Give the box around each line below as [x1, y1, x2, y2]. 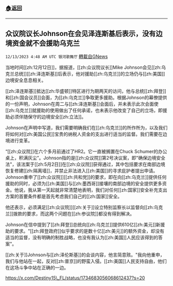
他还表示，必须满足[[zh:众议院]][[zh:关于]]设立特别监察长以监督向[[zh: [5, 204, 154, 211]
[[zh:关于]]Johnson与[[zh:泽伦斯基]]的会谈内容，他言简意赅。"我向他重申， [5, 252, 165, 258]
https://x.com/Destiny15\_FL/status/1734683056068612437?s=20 [5, 275, 145, 281]
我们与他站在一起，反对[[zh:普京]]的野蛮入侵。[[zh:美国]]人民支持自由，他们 [5, 258, 167, 264]
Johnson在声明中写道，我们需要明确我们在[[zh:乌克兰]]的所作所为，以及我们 [5, 125, 168, 131]
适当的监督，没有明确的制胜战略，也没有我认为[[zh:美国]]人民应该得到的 [5, 235, 159, 241]
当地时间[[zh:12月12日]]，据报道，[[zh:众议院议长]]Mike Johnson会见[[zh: [5, 64, 162, 70]
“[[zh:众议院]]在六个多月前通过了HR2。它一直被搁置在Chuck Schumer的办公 [5, 148, 167, 155]
